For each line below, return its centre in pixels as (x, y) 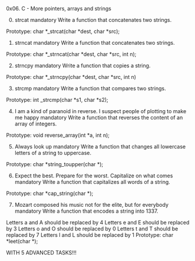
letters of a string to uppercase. (53, 153)
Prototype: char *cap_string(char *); (50, 193)
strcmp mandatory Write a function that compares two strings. (90, 88)
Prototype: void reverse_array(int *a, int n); (58, 135)
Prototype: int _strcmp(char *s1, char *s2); (57, 100)
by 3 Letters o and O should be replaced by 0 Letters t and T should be (92, 229)
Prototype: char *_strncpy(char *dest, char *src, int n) (71, 77)
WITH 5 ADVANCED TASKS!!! (41, 252)
